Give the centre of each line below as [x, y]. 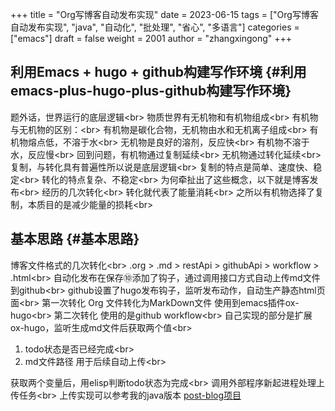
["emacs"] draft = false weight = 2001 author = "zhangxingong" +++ [151, 38]
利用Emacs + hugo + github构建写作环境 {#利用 [158, 72]
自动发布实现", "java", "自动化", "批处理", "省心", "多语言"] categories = [155, 27]
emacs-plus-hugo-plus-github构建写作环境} [151, 91]
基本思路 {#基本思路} [75, 239]
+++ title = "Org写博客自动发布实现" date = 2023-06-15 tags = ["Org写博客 [164, 14]
